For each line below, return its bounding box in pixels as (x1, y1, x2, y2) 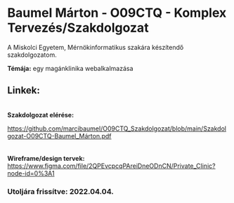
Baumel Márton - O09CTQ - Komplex (7, 5, 227, 21)
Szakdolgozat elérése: (7, 110, 74, 119)
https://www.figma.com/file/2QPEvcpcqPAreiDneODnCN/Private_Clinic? (7, 162, 216, 170)
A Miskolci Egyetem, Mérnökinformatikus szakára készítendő (7, 43, 184, 51)
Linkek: (7, 84, 41, 96)
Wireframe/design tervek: (7, 154, 85, 162)
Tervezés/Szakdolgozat (7, 20, 149, 36)
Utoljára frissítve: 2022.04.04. (7, 186, 114, 196)
